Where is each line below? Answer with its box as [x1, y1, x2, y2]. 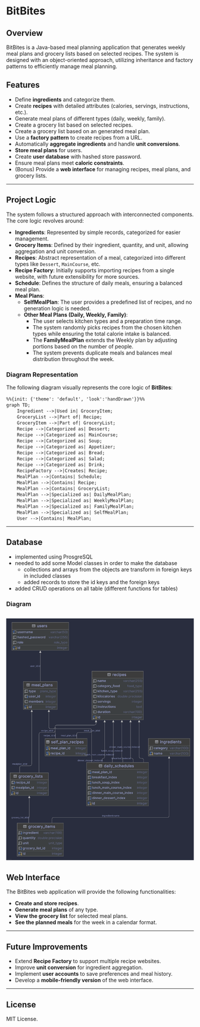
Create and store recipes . [14, 900, 79, 907]
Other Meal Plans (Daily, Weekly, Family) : [23, 311, 128, 318]
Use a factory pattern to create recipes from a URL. [14, 134, 143, 141]
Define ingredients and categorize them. [14, 95, 115, 103]
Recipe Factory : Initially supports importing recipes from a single [14, 267, 174, 274]
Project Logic [6, 195, 57, 205]
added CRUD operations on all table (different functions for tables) [14, 585, 178, 592]
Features [6, 80, 40, 90]
